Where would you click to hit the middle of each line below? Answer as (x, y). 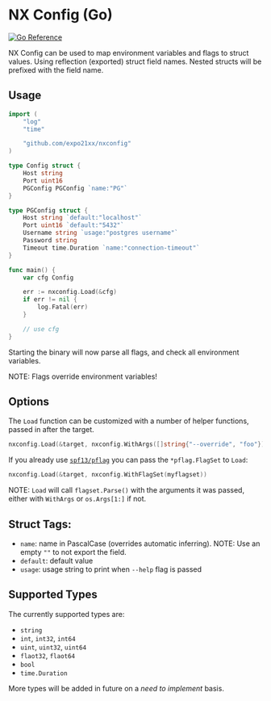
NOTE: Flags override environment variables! (83, 376)
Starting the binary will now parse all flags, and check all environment (124, 352)
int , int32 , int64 (48, 638)
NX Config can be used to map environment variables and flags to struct (129, 52)
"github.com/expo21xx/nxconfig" (77, 144)
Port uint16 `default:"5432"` (74, 225)
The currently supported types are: (67, 614)
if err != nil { (50, 300)
